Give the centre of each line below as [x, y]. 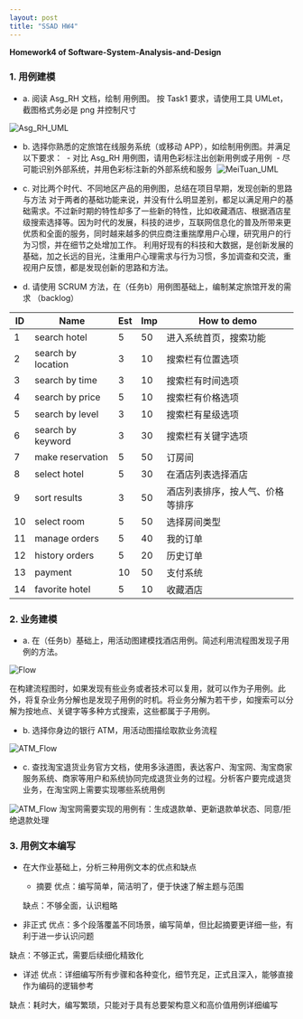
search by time [66, 380]
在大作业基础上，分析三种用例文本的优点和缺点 [109, 867]
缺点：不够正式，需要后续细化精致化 [77, 956]
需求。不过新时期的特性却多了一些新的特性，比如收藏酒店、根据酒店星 [161, 211]
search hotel [61, 337]
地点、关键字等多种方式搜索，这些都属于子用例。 [124, 712]
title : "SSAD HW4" [44, 26]
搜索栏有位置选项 [202, 359]
